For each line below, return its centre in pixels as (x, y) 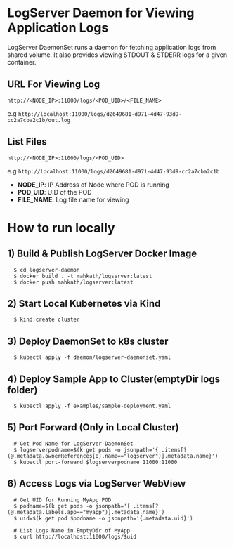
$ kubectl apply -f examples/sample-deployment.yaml (92, 406)
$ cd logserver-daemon (47, 270)
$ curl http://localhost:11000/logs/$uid (75, 536)
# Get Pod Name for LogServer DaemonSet (73, 444)
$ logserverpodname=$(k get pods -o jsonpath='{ (86, 450)
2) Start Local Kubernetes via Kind (84, 303)
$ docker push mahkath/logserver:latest (73, 282)
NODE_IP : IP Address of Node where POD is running (93, 185)
